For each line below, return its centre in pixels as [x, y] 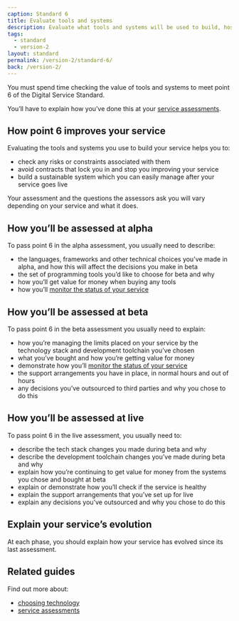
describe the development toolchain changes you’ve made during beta [121, 456]
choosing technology [49, 602]
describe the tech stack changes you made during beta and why [112, 449]
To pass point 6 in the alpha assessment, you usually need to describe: [111, 246]
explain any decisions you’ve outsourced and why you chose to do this [121, 502]
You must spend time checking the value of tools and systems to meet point [118, 87]
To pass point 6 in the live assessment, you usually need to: [95, 435]
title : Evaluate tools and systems [60, 21]
